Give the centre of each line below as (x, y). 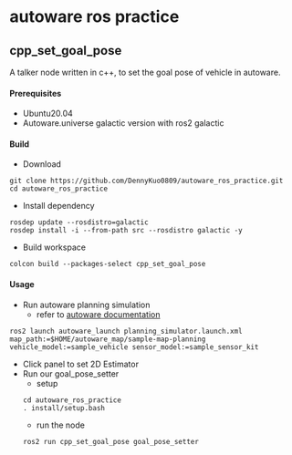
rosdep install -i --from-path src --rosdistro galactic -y (126, 231)
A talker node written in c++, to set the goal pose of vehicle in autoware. (145, 72)
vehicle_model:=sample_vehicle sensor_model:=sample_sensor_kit (134, 347)
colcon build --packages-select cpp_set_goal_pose (108, 264)
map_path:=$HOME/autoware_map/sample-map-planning (108, 339)
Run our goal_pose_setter (71, 373)
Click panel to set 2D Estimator (81, 364)
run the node (60, 425)
